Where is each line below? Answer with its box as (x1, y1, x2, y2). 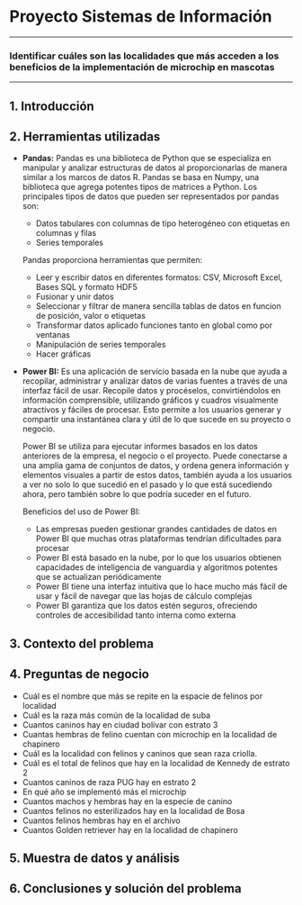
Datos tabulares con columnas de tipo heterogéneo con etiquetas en (35, 218, 290, 229)
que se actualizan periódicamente (35, 572, 162, 583)
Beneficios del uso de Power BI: (22, 506, 141, 517)
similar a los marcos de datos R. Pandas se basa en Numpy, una (22, 172, 260, 183)
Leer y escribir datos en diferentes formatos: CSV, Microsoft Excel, (35, 272, 283, 283)
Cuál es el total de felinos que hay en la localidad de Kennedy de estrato (22, 757, 290, 768)
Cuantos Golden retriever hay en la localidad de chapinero (22, 824, 238, 835)
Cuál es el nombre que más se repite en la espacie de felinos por (22, 691, 263, 701)
